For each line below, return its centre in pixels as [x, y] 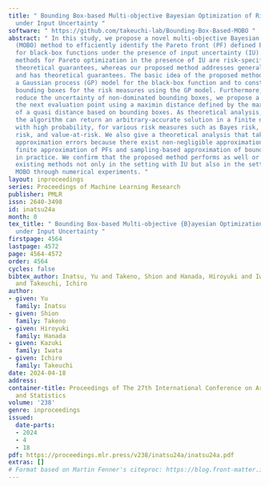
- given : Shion [34, 313]
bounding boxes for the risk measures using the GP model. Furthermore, [139, 90]
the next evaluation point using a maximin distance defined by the [132, 105]
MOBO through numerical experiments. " [82, 172]
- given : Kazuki [35, 343]
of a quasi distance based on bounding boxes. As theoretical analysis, [139, 113]
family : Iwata [39, 351]
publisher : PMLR [35, 194]
